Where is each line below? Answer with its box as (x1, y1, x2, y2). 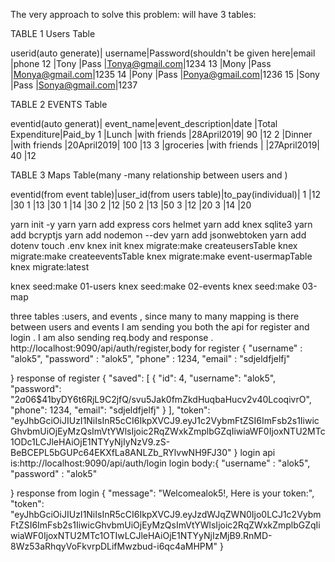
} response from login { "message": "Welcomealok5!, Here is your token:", (10, 487, 315, 499)
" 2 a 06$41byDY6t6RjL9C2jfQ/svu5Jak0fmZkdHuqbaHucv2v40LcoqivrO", (10, 394, 312, 405)
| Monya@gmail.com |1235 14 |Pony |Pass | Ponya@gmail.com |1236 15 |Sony (10, 69, 320, 80)
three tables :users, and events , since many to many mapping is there (10, 310, 300, 322)
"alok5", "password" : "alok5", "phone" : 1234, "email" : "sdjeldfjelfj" (10, 353, 291, 364)
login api (239, 447, 276, 458)
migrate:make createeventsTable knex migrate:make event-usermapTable (10, 250, 313, 262)
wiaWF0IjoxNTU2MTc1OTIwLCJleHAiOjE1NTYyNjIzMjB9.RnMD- (10, 530, 273, 541)
